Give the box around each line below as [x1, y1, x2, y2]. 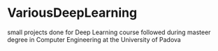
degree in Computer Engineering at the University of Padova [7, 35, 182, 43]
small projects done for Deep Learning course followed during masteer [7, 28, 211, 36]
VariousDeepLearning [7, 5, 138, 21]
